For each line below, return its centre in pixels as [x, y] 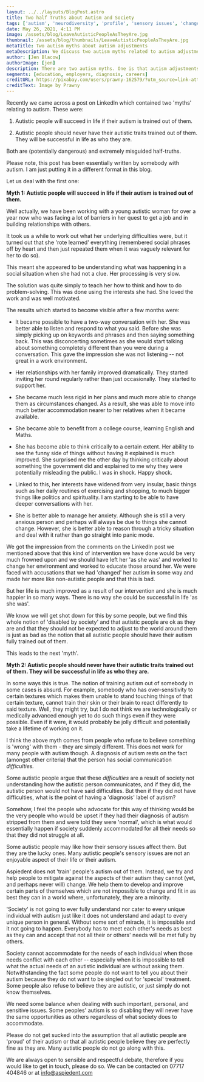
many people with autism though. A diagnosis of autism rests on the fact [97, 753]
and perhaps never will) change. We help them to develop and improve [95, 884]
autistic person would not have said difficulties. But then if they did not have [101, 791]
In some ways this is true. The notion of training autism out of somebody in [100, 683]
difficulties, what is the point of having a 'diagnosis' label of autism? [91, 797]
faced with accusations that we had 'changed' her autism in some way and [100, 572]
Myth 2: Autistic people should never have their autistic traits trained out [100, 665]
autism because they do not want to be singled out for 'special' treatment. [99, 979]
